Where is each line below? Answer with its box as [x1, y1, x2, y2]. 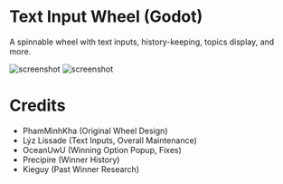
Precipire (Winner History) [22, 154, 120, 165]
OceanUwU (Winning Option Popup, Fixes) [22, 144, 183, 155]
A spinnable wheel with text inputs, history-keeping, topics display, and [9, 36, 275, 47]
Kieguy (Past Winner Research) [22, 163, 140, 174]
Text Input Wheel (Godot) [9, 6, 203, 27]
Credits [9, 95, 66, 116]
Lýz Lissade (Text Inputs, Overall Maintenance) [22, 134, 197, 146]
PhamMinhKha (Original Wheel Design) [22, 125, 168, 136]
